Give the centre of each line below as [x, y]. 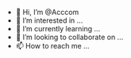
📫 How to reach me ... [52, 46]
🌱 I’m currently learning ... [58, 29]
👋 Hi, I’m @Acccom [47, 12]
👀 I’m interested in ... [49, 20]
